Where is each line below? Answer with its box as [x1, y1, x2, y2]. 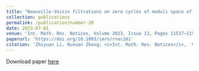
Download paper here [6, 57, 59, 65]
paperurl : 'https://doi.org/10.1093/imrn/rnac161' [6, 36, 134, 42]
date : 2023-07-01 [6, 25, 49, 31]
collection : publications [6, 14, 70, 20]
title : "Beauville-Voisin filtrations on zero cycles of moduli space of [6, 8, 192, 15]
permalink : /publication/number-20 [6, 20, 94, 25]
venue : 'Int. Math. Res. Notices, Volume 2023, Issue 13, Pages [6, 31, 168, 37]
